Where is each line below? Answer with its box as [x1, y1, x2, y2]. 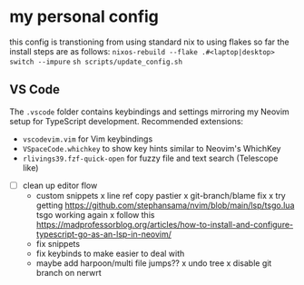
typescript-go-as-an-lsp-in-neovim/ [35, 229, 172, 240]
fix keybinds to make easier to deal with [35, 248, 185, 259]
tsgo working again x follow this [35, 209, 155, 220]
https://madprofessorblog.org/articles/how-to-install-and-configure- [35, 219, 294, 230]
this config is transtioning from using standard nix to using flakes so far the [9, 36, 290, 47]
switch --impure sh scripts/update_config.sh [9, 57, 183, 66]
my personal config [9, 6, 159, 27]
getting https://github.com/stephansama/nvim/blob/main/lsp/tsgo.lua [35, 200, 295, 211]
